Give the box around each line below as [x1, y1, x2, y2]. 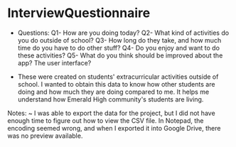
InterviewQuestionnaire [7, 5, 151, 21]
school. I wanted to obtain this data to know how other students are [17, 80, 215, 88]
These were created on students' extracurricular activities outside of [17, 72, 219, 81]
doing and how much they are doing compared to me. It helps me [17, 87, 210, 96]
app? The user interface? [17, 58, 92, 67]
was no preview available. [7, 131, 83, 140]
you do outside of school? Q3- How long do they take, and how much [17, 36, 222, 44]
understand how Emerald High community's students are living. [17, 94, 204, 104]
